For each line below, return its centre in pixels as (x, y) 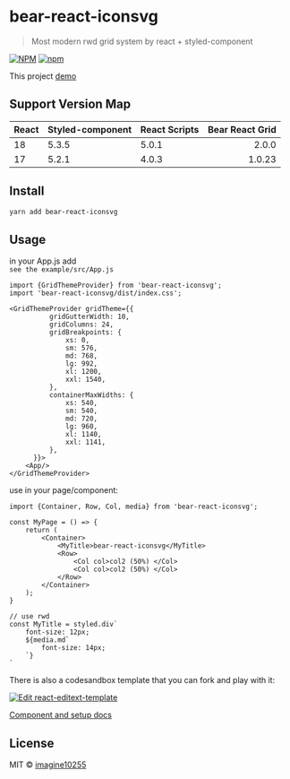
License (32, 743)
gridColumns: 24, (81, 325)
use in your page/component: (64, 490)
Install (27, 191)
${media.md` (47, 640)
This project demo (43, 76)
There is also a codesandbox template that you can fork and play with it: (142, 680)
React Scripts (170, 129)
